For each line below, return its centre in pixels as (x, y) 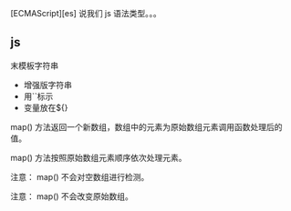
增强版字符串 (47, 85)
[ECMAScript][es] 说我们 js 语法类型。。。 (86, 13)
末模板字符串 (34, 65)
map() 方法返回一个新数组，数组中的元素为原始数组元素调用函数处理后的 (146, 126)
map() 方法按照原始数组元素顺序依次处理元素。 (99, 157)
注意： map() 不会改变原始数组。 (72, 196)
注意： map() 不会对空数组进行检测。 (80, 176)
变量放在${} (46, 107)
